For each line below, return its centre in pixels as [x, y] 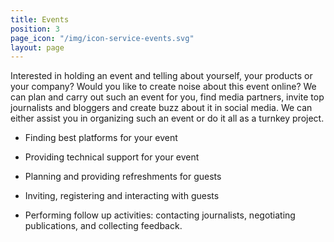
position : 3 [35, 29]
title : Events [40, 19]
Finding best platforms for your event [101, 138]
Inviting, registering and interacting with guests [122, 196]
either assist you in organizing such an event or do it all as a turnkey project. [167, 118]
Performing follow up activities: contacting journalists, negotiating [160, 215]
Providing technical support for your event [112, 157]
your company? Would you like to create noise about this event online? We [163, 87]
